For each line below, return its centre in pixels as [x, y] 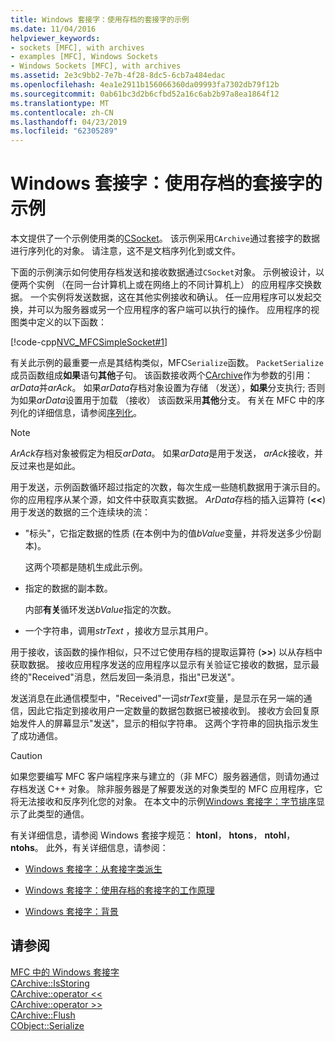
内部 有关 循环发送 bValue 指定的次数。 [100, 610]
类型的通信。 [63, 814]
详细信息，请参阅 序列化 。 [89, 413]
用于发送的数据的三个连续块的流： [80, 512]
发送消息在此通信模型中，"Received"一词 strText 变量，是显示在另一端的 [157, 698]
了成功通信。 [36, 736]
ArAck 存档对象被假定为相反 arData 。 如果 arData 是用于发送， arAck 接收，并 [166, 453]
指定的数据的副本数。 [68, 588]
